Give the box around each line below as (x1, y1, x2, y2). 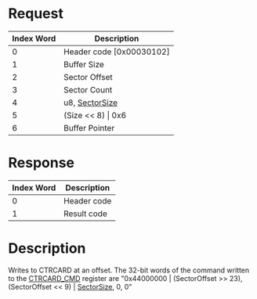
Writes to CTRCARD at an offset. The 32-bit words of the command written (8, 265, 250, 275)
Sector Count (63, 84, 113, 95)
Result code (63, 208, 107, 219)
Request (8, 5, 64, 23)
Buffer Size (63, 59, 104, 70)
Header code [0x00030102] (63, 46, 170, 57)
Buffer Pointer (63, 122, 115, 133)
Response (8, 154, 75, 172)
